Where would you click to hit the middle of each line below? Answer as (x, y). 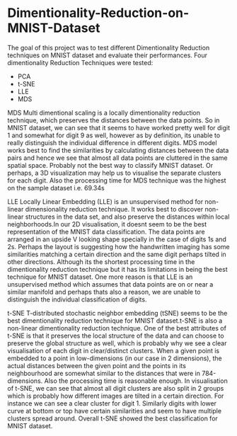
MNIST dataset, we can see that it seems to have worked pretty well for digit (119, 127)
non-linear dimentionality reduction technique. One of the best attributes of (117, 328)
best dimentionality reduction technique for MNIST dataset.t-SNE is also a (115, 321)
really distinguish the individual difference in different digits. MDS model (112, 142)
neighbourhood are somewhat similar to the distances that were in (104, 373)
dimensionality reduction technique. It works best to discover (114, 209)
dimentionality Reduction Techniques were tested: (80, 62)
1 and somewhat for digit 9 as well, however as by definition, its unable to (114, 135)
